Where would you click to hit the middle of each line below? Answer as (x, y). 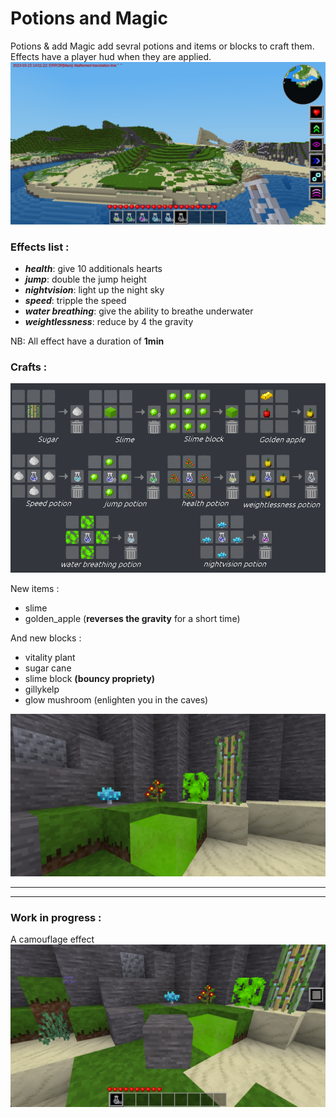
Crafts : (29, 367)
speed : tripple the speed (75, 301)
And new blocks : (46, 638)
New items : (35, 588)
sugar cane (48, 668)
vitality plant (50, 657)
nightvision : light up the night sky (94, 290)
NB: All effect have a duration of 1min (87, 341)
